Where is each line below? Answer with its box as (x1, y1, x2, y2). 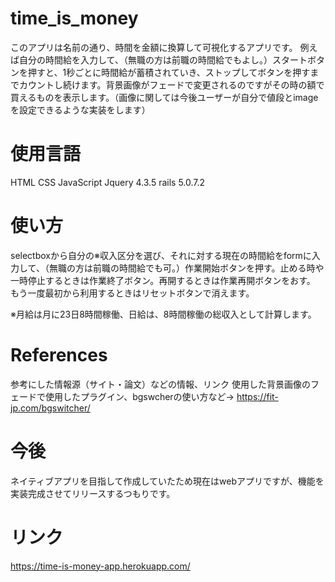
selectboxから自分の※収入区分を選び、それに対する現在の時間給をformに (10, 249, 312, 261)
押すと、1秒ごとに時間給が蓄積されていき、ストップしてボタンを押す (27, 66, 311, 78)
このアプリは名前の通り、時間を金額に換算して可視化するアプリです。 (10, 41, 298, 53)
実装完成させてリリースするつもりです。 (10, 487, 176, 499)
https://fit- (236, 390, 279, 402)
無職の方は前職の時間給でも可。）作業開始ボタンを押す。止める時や (48, 262, 325, 274)
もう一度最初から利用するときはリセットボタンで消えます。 (10, 287, 255, 299)
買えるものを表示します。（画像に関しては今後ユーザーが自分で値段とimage (10, 91, 319, 103)
